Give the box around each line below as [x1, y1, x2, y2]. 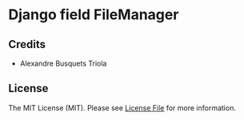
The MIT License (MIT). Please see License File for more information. [8, 102, 236, 113]
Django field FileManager [8, 6, 179, 24]
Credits [8, 38, 46, 51]
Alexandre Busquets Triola [19, 58, 107, 68]
